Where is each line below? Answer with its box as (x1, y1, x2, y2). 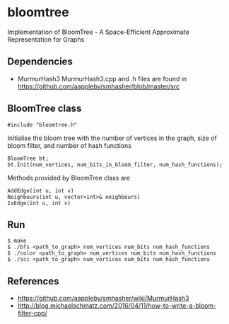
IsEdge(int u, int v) (7, 199, 71, 207)
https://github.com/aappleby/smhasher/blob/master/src (17, 82, 180, 91)
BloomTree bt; (7, 155, 49, 162)
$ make (7, 238, 27, 245)
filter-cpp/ (17, 309, 47, 318)
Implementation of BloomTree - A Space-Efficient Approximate (7, 28, 189, 36)
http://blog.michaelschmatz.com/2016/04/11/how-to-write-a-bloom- (17, 301, 217, 310)
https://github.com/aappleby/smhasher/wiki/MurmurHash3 (17, 294, 189, 303)
